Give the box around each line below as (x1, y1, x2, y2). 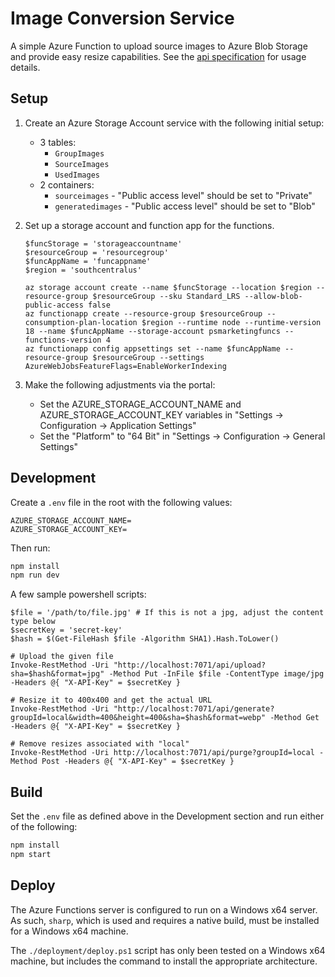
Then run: (10, 542, 51, 554)
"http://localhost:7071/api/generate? (113, 704, 275, 714)
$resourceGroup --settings (92, 352, 205, 362)
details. (10, 61, 41, 73)
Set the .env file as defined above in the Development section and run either (10, 810, 325, 822)
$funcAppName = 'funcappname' (24, 256, 152, 266)
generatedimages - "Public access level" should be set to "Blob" (54, 200, 316, 212)
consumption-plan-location (24, 317, 138, 327)
